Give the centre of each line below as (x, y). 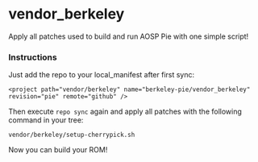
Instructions (33, 57)
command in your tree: (46, 120)
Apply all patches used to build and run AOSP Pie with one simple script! (129, 36)
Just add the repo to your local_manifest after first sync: (102, 75)
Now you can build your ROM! (58, 150)
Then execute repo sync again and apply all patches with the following (125, 112)
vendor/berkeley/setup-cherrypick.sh (72, 135)
